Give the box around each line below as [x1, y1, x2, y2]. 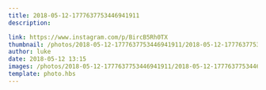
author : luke [8, 48, 51, 56]
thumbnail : [8, 40, 44, 48]
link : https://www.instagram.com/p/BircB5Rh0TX [8, 33, 169, 41]
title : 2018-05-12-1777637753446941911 [8, 11, 140, 20]
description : [8, 19, 51, 27]
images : [8, 62, 34, 71]
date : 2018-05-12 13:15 [8, 55, 87, 63]
